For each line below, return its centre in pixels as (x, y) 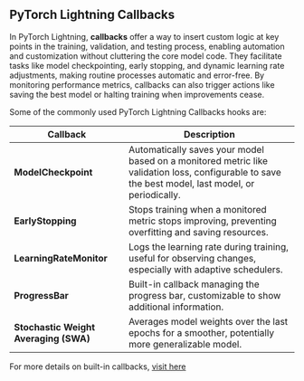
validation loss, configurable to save (205, 172)
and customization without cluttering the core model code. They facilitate (146, 56)
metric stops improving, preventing (203, 221)
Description (209, 134)
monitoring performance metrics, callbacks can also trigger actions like (142, 84)
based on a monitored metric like (198, 160)
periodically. (154, 195)
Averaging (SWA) (52, 338)
